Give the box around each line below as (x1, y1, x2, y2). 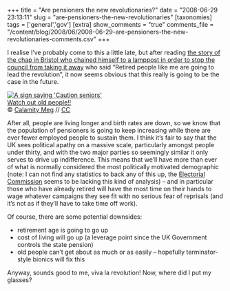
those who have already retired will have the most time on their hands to (7, 185, 212, 193)
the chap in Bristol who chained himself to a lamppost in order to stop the (7, 56, 216, 64)
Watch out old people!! (7, 98, 72, 106)
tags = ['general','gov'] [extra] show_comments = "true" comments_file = (7, 21, 214, 28)
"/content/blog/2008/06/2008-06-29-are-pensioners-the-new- (7, 28, 189, 36)
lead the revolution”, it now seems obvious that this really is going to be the (7, 70, 220, 78)
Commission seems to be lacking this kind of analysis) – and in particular (7, 177, 213, 185)
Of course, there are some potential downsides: (7, 213, 143, 221)
